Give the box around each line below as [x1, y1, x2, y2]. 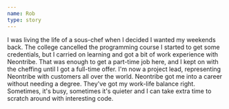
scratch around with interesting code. [7, 94, 114, 102]
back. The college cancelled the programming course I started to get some [7, 43, 220, 51]
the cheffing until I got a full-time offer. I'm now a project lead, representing [7, 65, 221, 73]
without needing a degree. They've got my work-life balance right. [7, 79, 195, 88]
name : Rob [7, 10, 36, 17]
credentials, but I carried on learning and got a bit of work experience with [7, 50, 219, 59]
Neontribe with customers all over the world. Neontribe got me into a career [7, 72, 223, 80]
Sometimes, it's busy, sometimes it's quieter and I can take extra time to [7, 87, 212, 95]
